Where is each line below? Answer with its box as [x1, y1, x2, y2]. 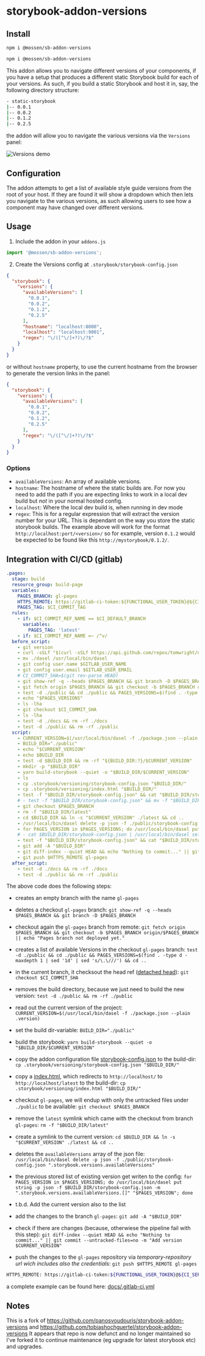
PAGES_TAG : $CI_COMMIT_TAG [17, 604, 86, 611]
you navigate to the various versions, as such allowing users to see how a [6, 197, 192, 204]
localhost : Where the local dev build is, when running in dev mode [15, 504, 183, 511]
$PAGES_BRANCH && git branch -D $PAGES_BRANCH [15, 913, 136, 919]
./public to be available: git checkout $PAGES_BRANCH [15, 1103, 149, 1110]
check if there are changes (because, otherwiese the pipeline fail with [15, 1225, 191, 1232]
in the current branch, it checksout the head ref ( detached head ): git [15, 968, 189, 976]
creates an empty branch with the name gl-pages [15, 894, 139, 902]
